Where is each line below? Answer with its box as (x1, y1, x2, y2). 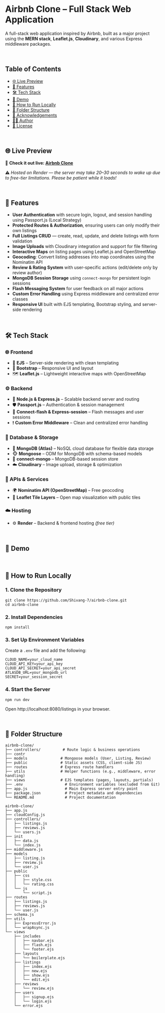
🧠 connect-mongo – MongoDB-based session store (12, 456, 119, 462)
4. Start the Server (5, 686, 50, 693)
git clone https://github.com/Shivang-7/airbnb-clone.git (5, 597, 127, 603)
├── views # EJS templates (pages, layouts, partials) (5, 777, 154, 783)
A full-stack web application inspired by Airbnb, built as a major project (5, 30, 150, 36)
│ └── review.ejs (14, 986, 54, 991)
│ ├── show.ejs (14, 973, 50, 978)
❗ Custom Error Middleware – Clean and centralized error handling (12, 420, 148, 426)
